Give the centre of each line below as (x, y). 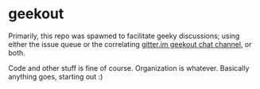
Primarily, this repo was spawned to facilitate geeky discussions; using (124, 36)
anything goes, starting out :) (56, 76)
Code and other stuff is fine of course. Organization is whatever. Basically (129, 68)
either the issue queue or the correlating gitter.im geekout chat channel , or (130, 44)
